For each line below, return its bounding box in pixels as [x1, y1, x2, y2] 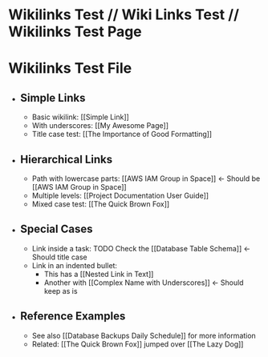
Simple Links [19, 90, 86, 105]
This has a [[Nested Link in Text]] [43, 269, 154, 279]
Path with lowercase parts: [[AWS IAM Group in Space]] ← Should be [31, 174, 261, 183]
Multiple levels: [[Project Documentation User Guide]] [31, 191, 209, 200]
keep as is [43, 286, 78, 295]
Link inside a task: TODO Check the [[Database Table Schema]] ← [31, 243, 251, 253]
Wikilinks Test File [8, 59, 132, 78]
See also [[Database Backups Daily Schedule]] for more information [31, 331, 257, 340]
